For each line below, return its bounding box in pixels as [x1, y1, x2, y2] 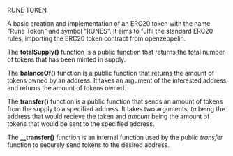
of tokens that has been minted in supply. [7, 55, 126, 64]
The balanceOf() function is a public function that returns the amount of [7, 69, 215, 77]
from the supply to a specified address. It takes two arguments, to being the [7, 105, 225, 113]
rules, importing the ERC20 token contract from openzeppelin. [7, 34, 186, 43]
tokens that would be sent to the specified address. [7, 120, 155, 128]
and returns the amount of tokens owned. [7, 84, 127, 92]
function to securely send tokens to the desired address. [7, 141, 170, 149]
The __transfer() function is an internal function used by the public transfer [7, 133, 223, 141]
